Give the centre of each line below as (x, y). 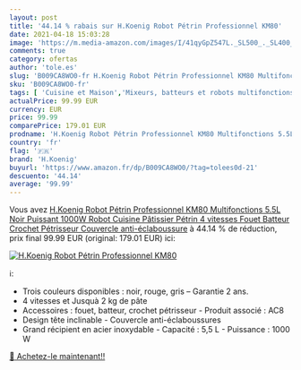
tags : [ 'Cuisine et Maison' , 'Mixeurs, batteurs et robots (122, 92)
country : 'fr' (36, 142)
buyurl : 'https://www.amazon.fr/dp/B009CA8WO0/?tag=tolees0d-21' (133, 168)
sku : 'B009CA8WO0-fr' (50, 84)
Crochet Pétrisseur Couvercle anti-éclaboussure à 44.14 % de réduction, (143, 228)
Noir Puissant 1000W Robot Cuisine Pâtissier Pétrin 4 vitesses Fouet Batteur (150, 219)
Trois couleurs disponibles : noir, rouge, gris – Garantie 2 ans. (135, 291)
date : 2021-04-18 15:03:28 (60, 34)
